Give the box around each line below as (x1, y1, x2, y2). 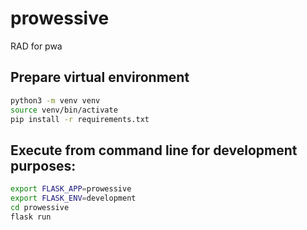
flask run (10, 212, 52, 222)
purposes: (10, 157, 77, 174)
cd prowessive (10, 202, 70, 212)
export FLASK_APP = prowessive (10, 184, 132, 194)
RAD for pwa (10, 40, 63, 52)
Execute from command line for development (10, 142, 298, 159)
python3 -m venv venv (10, 95, 101, 106)
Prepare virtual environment (10, 69, 190, 86)
